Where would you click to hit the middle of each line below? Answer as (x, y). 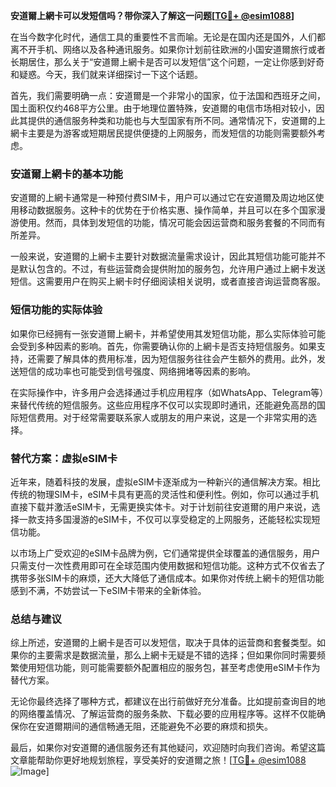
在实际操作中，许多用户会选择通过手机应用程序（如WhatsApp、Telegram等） (167, 392)
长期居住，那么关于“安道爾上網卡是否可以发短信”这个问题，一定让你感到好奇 (167, 62)
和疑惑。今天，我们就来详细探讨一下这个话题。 (106, 74)
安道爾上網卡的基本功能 (66, 174)
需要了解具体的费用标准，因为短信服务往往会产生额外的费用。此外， (176, 358)
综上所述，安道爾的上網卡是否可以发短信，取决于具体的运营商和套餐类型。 (163, 643)
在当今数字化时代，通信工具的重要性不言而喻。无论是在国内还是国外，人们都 (168, 37)
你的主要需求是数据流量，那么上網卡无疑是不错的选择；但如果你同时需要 (167, 655)
